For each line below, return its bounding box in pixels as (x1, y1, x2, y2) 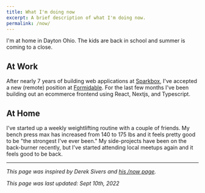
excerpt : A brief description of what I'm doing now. (6, 15, 146, 21)
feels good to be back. (6, 150, 63, 158)
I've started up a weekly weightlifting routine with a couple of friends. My (6, 125, 190, 131)
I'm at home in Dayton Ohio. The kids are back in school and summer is (6, 37, 185, 45)
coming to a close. (6, 43, 53, 51)
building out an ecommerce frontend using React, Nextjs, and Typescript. (6, 90, 191, 98)
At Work (6, 61, 38, 71)
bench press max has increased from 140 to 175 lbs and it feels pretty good (6, 131, 196, 138)
